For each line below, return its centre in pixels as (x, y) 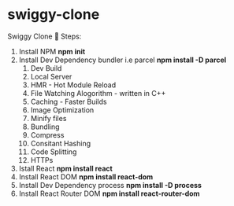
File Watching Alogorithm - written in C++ (98, 93)
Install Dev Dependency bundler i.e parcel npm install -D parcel (123, 60)
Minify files (48, 118)
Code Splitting (54, 152)
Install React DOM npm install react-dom (86, 177)
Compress (47, 134)
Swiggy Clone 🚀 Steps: (45, 36)
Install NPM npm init (52, 51)
